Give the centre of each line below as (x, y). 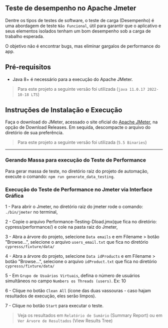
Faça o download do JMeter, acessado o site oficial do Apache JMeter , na (81, 122)
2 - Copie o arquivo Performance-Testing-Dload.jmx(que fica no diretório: (81, 222)
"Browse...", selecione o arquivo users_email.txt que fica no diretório (77, 242)
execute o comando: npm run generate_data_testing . (60, 176)
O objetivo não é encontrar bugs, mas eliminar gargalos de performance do (83, 46)
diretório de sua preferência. (34, 133)
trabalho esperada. (25, 36)
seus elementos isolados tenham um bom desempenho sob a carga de (78, 31)
